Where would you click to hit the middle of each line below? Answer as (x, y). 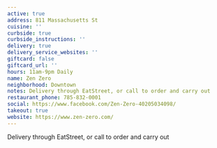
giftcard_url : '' (32, 65)
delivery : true (29, 46)
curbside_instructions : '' (46, 40)
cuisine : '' (24, 26)
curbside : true (29, 33)
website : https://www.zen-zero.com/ (60, 117)
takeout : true (28, 110)
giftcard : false (31, 59)
